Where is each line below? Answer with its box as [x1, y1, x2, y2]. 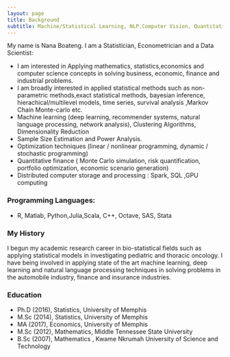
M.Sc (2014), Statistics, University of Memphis [16, 313, 149, 321]
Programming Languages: [7, 196, 96, 206]
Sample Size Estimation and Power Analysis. [16, 135, 142, 143]
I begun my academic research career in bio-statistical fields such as [7, 244, 202, 252]
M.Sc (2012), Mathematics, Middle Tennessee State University [16, 328, 193, 336]
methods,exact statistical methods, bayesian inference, [49, 91, 205, 99]
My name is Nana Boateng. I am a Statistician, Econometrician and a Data [7, 42, 214, 50]
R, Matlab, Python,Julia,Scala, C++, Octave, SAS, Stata [16, 211, 172, 219]
